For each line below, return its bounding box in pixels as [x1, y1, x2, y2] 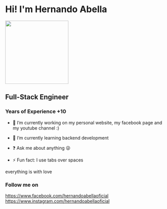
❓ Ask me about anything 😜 [12, 145, 71, 151]
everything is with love [5, 169, 52, 175]
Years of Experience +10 [5, 108, 67, 115]
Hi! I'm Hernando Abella [5, 4, 107, 15]
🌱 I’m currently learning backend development [12, 135, 109, 141]
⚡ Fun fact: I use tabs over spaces [12, 157, 83, 163]
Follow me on [5, 181, 39, 188]
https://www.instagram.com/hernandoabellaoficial [5, 198, 110, 204]
